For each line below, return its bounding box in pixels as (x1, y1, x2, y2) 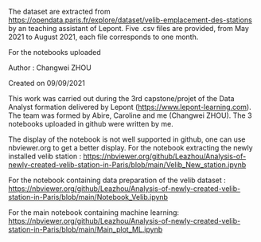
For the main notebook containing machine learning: (8, 208, 180, 217)
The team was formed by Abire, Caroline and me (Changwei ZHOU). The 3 (8, 111, 252, 120)
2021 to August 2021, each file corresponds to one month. (8, 32, 199, 41)
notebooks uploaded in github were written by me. (8, 119, 173, 128)
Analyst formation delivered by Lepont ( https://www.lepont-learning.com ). (8, 103, 252, 111)
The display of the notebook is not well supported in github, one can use (8, 135, 246, 144)
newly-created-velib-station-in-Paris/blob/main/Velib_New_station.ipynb (8, 160, 247, 170)
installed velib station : (8, 151, 82, 161)
